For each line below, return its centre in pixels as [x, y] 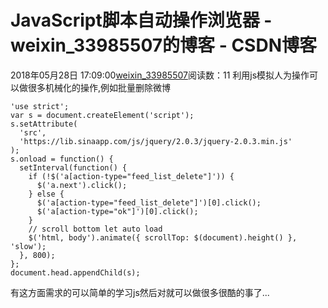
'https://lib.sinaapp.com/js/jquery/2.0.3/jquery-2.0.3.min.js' [156, 141]
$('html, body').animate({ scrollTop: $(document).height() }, [163, 237]
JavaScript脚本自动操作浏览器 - [141, 20]
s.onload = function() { [62, 159]
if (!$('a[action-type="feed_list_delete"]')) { [131, 176]
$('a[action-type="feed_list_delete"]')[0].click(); [149, 202]
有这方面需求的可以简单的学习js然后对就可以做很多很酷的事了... [140, 292]
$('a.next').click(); [82, 185]
